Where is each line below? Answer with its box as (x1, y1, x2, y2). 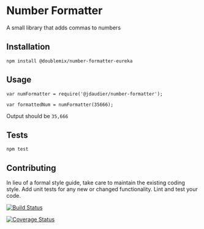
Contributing (6, 163, 56, 173)
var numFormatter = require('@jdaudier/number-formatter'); (6, 91, 164, 97)
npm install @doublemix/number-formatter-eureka (6, 58, 133, 64)
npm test (6, 146, 29, 152)
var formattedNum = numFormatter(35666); (6, 102, 114, 108)
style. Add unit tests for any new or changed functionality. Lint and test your (6, 186, 198, 193)
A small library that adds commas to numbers (6, 24, 121, 31)
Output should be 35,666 (6, 112, 69, 119)
